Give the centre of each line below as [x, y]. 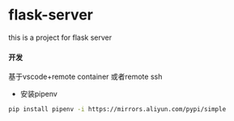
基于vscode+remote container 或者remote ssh [85, 77]
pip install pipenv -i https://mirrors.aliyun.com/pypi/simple [117, 110]
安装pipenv [39, 94]
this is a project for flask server [60, 37]
